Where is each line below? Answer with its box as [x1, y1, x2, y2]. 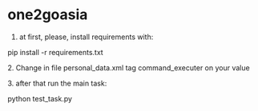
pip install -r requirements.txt [7, 47, 103, 57]
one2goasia [7, 6, 88, 24]
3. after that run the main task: [7, 78, 107, 88]
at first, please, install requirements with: [18, 32, 154, 42]
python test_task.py [7, 93, 73, 103]
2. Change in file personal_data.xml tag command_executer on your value [7, 62, 250, 73]
